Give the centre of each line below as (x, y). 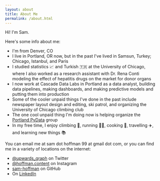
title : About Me (21, 14)
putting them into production (40, 94)
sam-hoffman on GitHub (36, 169)
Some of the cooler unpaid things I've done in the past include (74, 99)
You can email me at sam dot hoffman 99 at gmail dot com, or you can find (80, 144)
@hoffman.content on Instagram (44, 164)
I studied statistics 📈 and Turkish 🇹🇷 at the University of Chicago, (79, 67)
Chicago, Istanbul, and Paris (40, 61)
